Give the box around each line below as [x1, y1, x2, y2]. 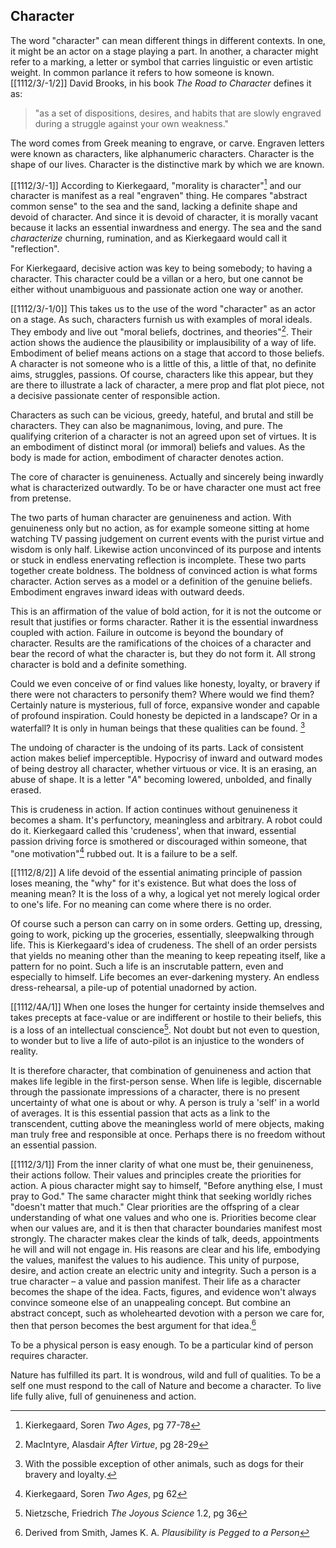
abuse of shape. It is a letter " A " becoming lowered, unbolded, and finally [10, 773, 313, 785]
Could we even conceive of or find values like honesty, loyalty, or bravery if [10, 678, 321, 690]
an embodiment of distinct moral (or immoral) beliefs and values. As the [10, 441, 306, 453]
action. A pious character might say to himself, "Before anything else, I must [10, 1180, 323, 1192]
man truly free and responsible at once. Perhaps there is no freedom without [10, 1129, 326, 1141]
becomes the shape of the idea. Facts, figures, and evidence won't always [10, 1286, 317, 1298]
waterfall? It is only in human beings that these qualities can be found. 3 [10, 720, 306, 734]
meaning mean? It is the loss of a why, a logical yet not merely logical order [10, 888, 321, 900]
